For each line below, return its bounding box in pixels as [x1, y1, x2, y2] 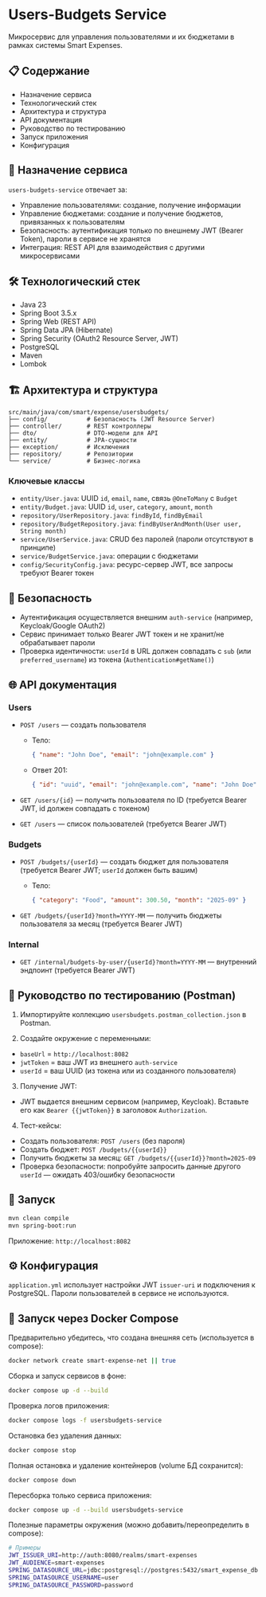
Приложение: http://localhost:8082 [8, 1236, 131, 1246]
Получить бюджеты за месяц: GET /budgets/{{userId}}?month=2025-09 [19, 1153, 256, 1163]
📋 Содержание [8, 65, 90, 78]
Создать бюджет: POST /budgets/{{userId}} [19, 1145, 167, 1154]
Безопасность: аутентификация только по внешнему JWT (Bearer [19, 225, 244, 235]
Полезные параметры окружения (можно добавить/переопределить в [8, 1520, 249, 1530]
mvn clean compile [8, 1214, 69, 1222]
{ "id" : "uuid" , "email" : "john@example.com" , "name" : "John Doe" [31, 781, 257, 789]
